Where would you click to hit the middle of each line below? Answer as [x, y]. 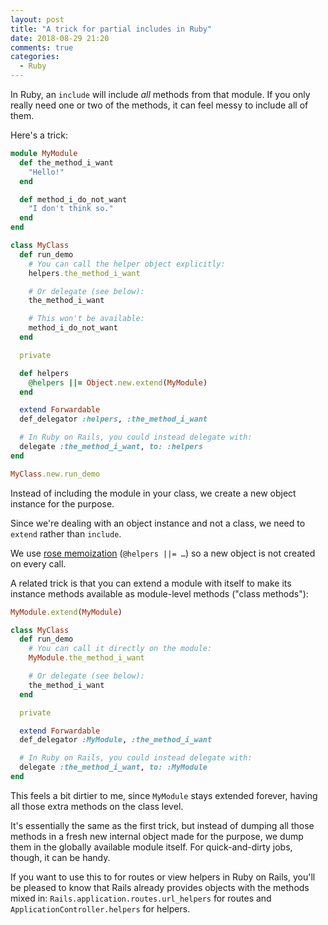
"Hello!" [46, 172]
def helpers [44, 373]
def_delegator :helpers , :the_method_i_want [113, 419]
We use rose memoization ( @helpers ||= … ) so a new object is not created [163, 553]
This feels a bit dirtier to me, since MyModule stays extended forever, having [164, 795]
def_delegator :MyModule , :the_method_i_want [116, 740]
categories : [35, 57]
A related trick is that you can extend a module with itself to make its [151, 583]
